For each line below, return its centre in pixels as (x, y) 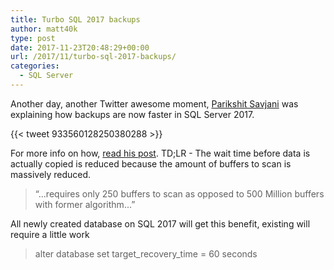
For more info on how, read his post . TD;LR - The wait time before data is (160, 153)
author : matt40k (44, 29)
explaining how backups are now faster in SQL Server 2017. (132, 114)
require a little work (50, 234)
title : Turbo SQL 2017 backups (75, 19)
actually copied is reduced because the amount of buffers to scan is (151, 163)
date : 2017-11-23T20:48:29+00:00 (80, 47)
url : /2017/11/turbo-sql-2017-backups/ (93, 57)
